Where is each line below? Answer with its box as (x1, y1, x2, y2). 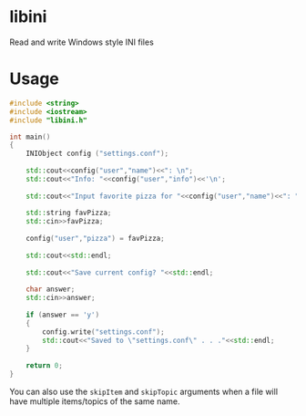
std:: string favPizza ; (25, 208, 112, 218)
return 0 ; (25, 361, 64, 370)
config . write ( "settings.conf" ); (42, 327, 166, 337)
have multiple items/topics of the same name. (9, 395, 180, 407)
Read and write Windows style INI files (9, 36, 155, 47)
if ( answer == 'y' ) (25, 310, 100, 319)
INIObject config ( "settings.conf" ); (25, 149, 169, 159)
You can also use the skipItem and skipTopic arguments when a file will (9, 386, 279, 397)
